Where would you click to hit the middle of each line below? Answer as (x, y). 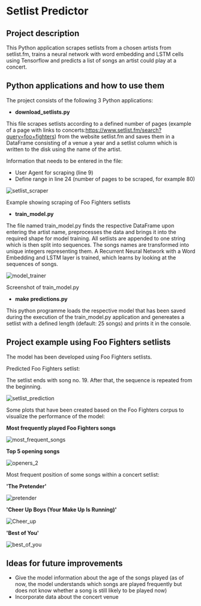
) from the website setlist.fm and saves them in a (115, 136)
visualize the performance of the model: (55, 416)
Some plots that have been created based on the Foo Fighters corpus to (95, 410)
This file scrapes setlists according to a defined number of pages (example (99, 123)
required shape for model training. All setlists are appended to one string (96, 238)
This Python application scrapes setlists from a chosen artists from (89, 48)
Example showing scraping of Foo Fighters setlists (68, 202)
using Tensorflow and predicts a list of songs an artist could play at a (91, 60)
